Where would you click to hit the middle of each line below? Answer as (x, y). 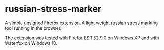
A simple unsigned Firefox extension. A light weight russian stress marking (82, 23)
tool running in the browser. (33, 28)
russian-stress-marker (53, 9)
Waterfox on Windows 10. (31, 43)
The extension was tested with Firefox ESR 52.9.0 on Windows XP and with (82, 38)
